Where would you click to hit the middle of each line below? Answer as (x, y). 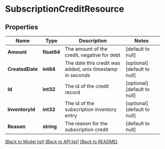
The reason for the (86, 123)
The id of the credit (87, 86)
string (50, 127)
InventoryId (21, 109)
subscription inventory (91, 109)
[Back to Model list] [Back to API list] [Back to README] (61, 142)
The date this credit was (93, 63)
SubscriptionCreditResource (65, 9)
